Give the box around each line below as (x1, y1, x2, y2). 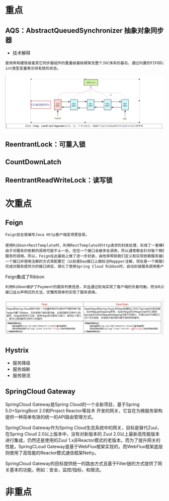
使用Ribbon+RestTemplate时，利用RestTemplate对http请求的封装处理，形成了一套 (5, 242, 159, 248)
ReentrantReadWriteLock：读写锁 (5, 176, 113, 185)
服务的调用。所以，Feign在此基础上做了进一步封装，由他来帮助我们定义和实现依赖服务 (5, 254, 159, 259)
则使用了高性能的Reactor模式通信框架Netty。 (5, 450, 99, 456)
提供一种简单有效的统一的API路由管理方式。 (5, 413, 97, 420)
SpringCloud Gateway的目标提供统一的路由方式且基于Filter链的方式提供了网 (5, 460, 162, 466)
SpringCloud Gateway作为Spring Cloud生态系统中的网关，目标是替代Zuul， (5, 425, 162, 431)
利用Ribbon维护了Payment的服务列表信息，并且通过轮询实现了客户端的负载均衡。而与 (5, 285, 158, 290)
